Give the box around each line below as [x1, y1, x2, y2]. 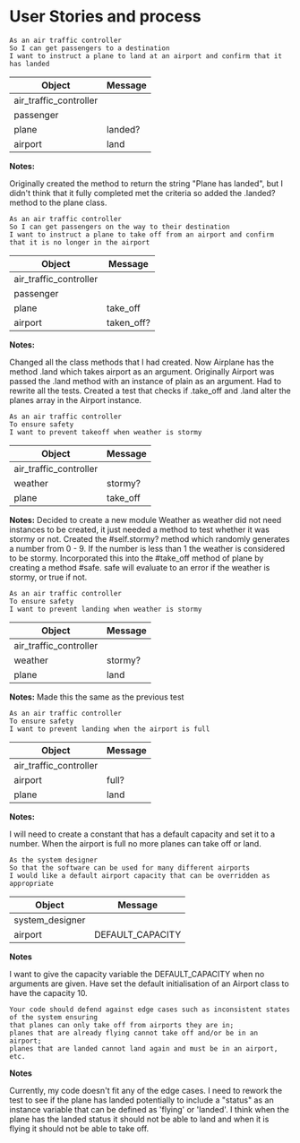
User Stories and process [9, 6, 201, 27]
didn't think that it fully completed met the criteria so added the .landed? [9, 187, 276, 198]
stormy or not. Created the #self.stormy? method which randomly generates [9, 533, 290, 544]
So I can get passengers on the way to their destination [9, 222, 230, 231]
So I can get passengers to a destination [9, 43, 170, 53]
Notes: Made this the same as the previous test [9, 692, 184, 702]
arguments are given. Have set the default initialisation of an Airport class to [9, 978, 289, 989]
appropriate [9, 879, 54, 888]
